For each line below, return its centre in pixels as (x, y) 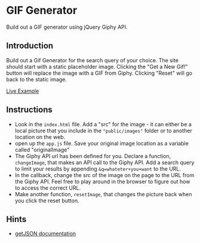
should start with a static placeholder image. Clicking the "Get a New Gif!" (97, 66)
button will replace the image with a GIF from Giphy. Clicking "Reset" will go (99, 73)
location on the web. (40, 137)
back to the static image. (37, 79)
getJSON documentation (45, 233)
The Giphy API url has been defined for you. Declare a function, (93, 156)
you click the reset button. (47, 201)
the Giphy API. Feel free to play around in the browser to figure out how (102, 181)
